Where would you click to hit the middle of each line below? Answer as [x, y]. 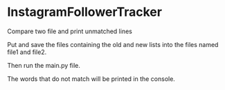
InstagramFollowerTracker [85, 12]
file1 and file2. [27, 52]
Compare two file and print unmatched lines [70, 31]
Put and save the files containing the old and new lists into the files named [113, 44]
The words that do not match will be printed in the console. [91, 79]
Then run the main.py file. [44, 65]
